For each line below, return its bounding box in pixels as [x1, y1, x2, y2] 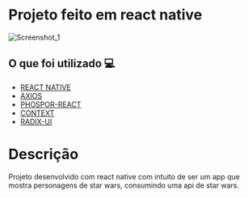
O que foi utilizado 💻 [8, 57, 116, 70]
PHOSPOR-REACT [19, 99, 82, 109]
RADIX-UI [19, 116, 53, 126]
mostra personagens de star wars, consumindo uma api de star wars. [8, 180, 240, 190]
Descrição [8, 145, 79, 163]
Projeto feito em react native [8, 6, 203, 24]
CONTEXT [19, 107, 55, 118]
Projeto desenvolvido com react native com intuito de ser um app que [8, 171, 240, 181]
